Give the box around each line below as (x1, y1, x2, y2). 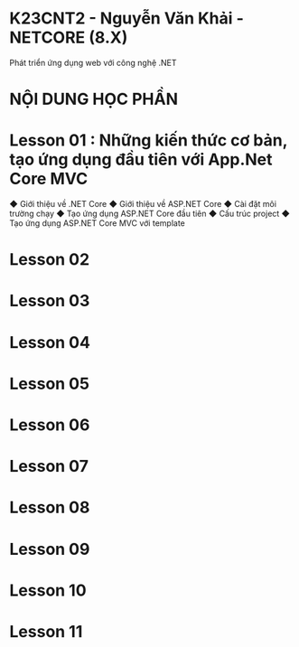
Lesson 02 (9, 249, 90, 270)
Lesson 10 (9, 580, 88, 600)
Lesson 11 (9, 621, 83, 642)
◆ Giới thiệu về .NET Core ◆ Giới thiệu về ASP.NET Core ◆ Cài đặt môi (9, 199, 277, 210)
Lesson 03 (9, 291, 90, 311)
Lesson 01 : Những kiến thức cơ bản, (9, 130, 287, 151)
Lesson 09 (9, 539, 90, 559)
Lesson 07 (9, 456, 89, 477)
